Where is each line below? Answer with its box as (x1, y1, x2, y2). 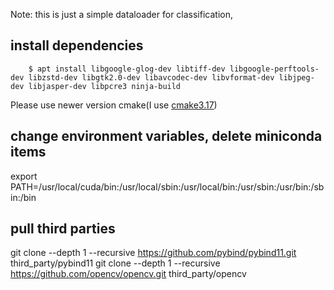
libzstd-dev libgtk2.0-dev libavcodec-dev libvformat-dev (28, 72, 275, 83)
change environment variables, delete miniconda (10, 128, 323, 145)
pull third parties (10, 220, 116, 238)
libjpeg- (278, 72, 315, 83)
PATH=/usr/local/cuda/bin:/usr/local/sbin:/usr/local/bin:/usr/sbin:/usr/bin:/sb (10, 180, 325, 193)
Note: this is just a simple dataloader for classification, (10, 9, 233, 20)
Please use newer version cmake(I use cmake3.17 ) (10, 99, 218, 111)
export (10, 170, 38, 182)
